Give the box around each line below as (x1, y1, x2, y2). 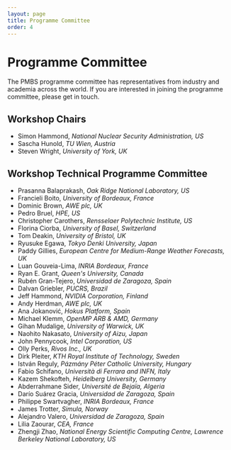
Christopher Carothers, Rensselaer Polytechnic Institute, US (17, 216, 193, 225)
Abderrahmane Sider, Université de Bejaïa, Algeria (17, 382, 165, 390)
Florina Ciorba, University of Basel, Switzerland (17, 224, 157, 232)
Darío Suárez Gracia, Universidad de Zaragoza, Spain (17, 389, 175, 398)
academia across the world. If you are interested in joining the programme (7, 85, 223, 94)
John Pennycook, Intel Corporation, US (17, 337, 133, 345)
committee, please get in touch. (7, 93, 100, 101)
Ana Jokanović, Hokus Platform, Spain (17, 306, 131, 315)
